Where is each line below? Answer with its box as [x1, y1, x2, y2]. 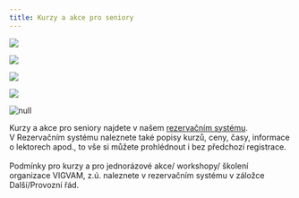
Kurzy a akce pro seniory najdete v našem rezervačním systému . [9, 122, 249, 133]
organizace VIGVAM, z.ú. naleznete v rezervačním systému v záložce [9, 169, 265, 180]
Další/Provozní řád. [9, 179, 80, 190]
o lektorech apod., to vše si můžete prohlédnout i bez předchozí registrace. [9, 141, 286, 152]
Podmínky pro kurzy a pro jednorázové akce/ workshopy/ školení [9, 160, 249, 171]
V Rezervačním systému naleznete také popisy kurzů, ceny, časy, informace [9, 132, 290, 142]
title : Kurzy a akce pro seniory [9, 13, 134, 22]
